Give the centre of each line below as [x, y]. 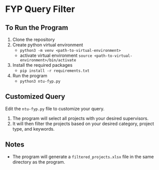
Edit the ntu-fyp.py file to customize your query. [55, 109]
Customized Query [35, 96]
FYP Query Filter [40, 9]
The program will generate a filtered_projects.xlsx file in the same [83, 157]
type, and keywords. [33, 129]
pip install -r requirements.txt [55, 71]
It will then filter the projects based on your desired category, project [83, 124]
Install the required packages [42, 65]
